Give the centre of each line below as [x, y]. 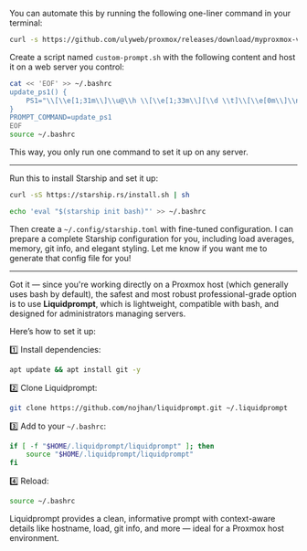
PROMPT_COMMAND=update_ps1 [61, 118]
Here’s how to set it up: [53, 331]
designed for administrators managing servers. [98, 313]
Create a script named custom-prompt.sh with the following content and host [153, 57]
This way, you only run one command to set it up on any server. [129, 152]
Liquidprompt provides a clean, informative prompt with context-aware [143, 519]
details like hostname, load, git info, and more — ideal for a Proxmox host [147, 528]
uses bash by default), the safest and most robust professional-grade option [153, 294]
